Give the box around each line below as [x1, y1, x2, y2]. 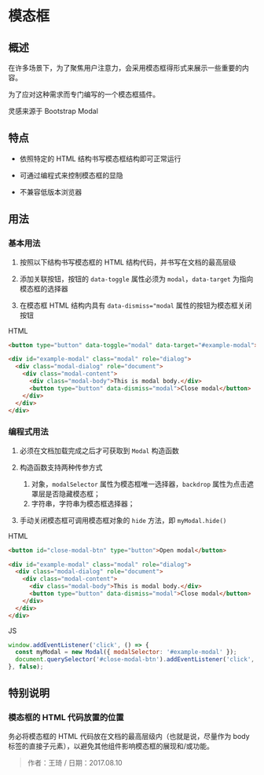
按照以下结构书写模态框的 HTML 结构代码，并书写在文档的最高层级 [19, 257, 236, 267]
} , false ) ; [8, 663, 44, 671]
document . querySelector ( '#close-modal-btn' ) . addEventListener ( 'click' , [15, 656, 255, 664]
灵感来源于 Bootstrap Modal [8, 107, 98, 115]
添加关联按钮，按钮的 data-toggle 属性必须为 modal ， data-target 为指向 [19, 274, 254, 283]
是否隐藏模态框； [45, 488, 101, 499]
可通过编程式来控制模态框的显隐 [19, 170, 123, 180]
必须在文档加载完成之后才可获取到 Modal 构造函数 [19, 445, 179, 455]
